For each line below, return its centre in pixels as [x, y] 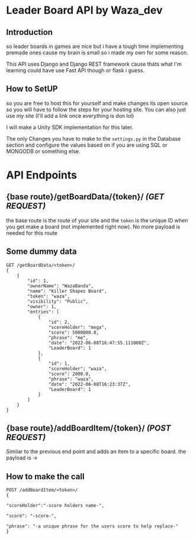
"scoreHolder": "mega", [78, 327]
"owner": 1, [42, 306]
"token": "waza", [48, 296]
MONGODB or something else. [43, 151]
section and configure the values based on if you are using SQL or [87, 145]
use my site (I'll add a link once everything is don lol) [70, 115]
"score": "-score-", [32, 516]
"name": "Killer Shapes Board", [67, 291]
